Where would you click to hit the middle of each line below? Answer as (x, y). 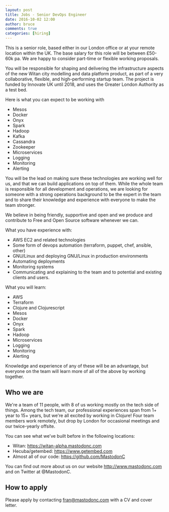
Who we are (24, 392)
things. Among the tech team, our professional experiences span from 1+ (81, 410)
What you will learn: (26, 287)
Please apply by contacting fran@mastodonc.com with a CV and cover (79, 500)
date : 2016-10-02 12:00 (30, 19)
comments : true (21, 29)
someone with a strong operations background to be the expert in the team (83, 194)
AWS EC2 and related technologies (49, 240)
